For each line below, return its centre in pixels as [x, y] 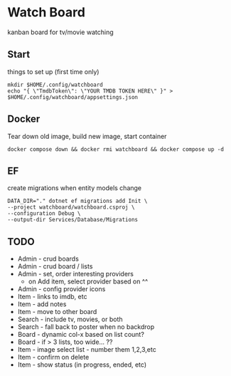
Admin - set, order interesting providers [75, 274]
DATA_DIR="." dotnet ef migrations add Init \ [77, 201]
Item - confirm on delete [53, 357]
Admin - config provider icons [61, 289]
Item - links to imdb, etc [52, 297]
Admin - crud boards [48, 259]
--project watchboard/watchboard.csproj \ [71, 207]
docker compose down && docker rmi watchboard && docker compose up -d [116, 149]
